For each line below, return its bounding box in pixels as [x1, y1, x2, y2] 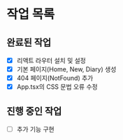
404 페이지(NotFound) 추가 [16, 74, 94, 83]
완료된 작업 [6, 36, 52, 48]
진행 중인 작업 [6, 105, 62, 117]
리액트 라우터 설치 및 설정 [16, 57, 87, 64]
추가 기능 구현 [16, 125, 55, 134]
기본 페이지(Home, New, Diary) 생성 [16, 65, 117, 73]
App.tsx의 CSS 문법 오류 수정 [16, 83, 99, 91]
